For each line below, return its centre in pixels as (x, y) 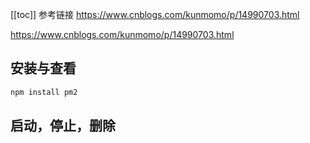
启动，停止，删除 (63, 126)
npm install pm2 (44, 92)
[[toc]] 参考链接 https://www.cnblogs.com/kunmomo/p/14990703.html (155, 14)
